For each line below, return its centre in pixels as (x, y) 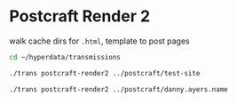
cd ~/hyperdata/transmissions (65, 57)
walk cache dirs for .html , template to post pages (100, 41)
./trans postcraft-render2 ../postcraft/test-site (105, 73)
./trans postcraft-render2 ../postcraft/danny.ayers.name (118, 89)
